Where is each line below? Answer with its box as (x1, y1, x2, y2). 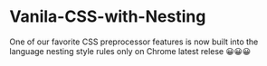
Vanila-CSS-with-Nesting (9, 6, 206, 27)
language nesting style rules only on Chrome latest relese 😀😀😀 (9, 45, 252, 56)
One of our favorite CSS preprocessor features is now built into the (9, 36, 259, 47)
